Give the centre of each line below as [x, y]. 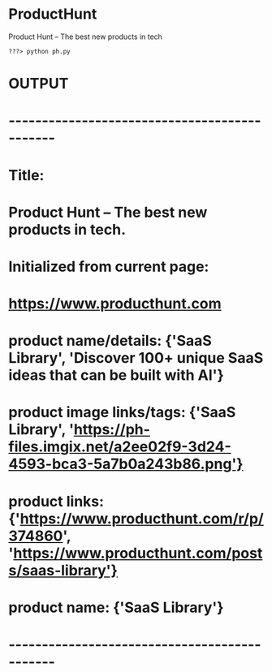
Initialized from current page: [109, 267]
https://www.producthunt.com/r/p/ [142, 518]
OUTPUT [39, 84]
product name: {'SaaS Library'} [116, 607]
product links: [56, 501]
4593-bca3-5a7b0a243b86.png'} [126, 464]
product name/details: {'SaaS [110, 341]
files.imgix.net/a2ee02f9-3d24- [120, 447]
